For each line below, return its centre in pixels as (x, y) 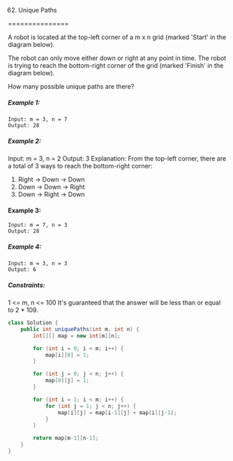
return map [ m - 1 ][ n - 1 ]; (66, 438)
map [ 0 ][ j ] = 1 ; (67, 381)
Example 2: (24, 141)
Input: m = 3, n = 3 (38, 264)
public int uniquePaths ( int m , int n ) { (80, 329)
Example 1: (24, 102)
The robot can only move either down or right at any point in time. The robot (117, 58)
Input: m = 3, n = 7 (38, 119)
